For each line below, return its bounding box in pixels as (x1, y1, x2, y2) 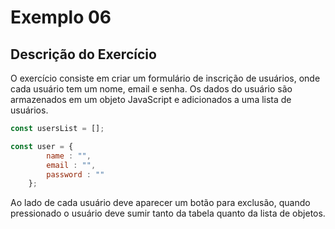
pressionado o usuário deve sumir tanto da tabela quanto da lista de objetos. (10, 207, 326, 220)
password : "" (46, 169, 105, 180)
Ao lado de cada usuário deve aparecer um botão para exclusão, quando (10, 197, 311, 209)
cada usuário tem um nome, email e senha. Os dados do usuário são (10, 83, 293, 95)
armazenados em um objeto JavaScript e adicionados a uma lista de (10, 94, 292, 105)
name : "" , (46, 151, 92, 161)
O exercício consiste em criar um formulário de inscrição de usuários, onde (10, 72, 321, 84)
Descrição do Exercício (10, 46, 157, 63)
